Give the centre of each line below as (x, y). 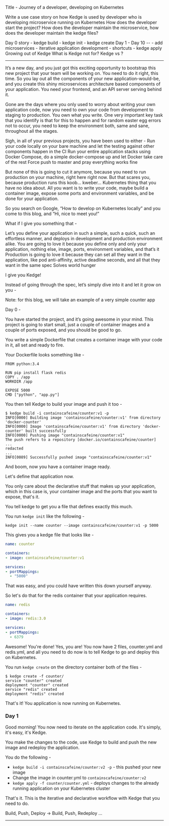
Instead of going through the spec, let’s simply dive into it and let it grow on (83, 285)
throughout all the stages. (32, 131)
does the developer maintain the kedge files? (52, 33)
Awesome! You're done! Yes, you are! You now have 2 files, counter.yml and (84, 647)
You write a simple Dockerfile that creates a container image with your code (84, 340)
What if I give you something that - (41, 223)
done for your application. (32, 199)
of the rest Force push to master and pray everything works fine (71, 162)
